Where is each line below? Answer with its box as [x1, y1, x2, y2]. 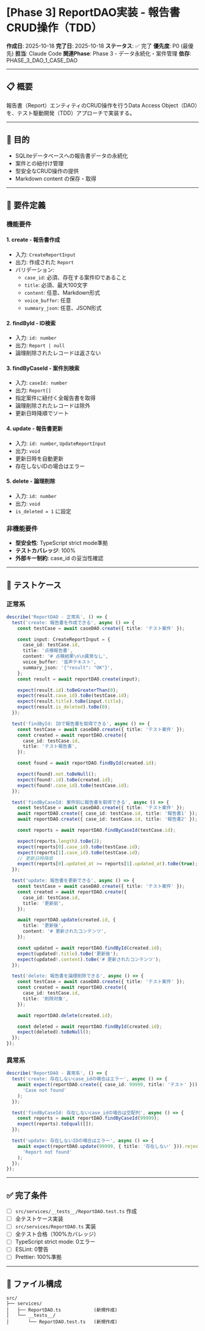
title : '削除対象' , [22, 995, 69, 1001]
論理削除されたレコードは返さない [15, 349, 101, 357]
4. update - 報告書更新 [6, 425, 63, 432]
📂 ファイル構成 [6, 1279, 62, 1289]
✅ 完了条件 [6, 1190, 48, 1200]
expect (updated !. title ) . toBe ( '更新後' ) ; [17, 950, 119, 957]
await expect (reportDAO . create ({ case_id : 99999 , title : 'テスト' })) [17, 1081, 198, 1088]
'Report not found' [22, 1149, 72, 1155]
